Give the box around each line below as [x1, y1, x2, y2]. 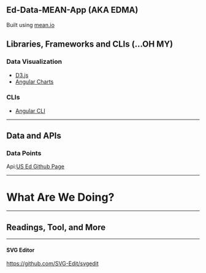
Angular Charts [15, 78, 54, 85]
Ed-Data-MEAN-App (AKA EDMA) [6, 5, 139, 15]
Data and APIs [6, 131, 61, 141]
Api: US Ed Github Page [6, 163, 64, 171]
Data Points [6, 149, 42, 158]
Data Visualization [6, 58, 63, 66]
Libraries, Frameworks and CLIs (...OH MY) [6, 39, 174, 50]
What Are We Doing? [6, 190, 115, 204]
